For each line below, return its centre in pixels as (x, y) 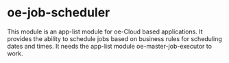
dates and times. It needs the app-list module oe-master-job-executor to (110, 46)
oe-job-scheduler (59, 13)
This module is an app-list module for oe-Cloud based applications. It (105, 32)
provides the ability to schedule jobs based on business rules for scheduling (115, 38)
